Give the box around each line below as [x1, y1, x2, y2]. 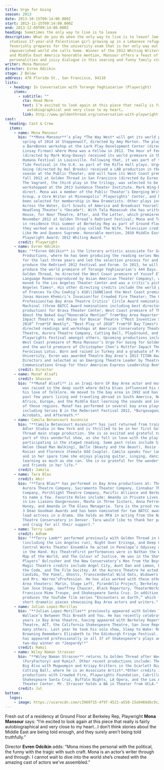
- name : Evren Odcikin [14, 244, 60, 249]
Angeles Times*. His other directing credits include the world [22, 285, 156, 290]
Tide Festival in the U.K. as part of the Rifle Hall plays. [22, 162, 150, 167]
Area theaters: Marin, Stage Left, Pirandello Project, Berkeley [22, 581, 159, 586]
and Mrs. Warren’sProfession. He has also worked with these [22, 577, 150, 582]
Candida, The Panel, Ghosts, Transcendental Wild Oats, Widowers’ [22, 572, 161, 577]
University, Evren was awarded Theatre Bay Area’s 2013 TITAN [22, 353, 152, 358]
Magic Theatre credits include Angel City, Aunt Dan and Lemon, [22, 563, 156, 568]
